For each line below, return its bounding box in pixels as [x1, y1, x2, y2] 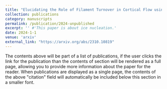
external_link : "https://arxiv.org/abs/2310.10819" [5, 40, 114, 44]
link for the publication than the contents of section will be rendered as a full [5, 58, 161, 64]
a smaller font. [5, 79, 35, 85]
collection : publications [5, 12, 59, 17]
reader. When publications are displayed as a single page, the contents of [5, 69, 156, 75]
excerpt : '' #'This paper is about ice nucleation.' [5, 26, 117, 31]
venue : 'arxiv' [5, 35, 37, 40]
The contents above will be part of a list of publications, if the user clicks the [5, 53, 162, 59]
